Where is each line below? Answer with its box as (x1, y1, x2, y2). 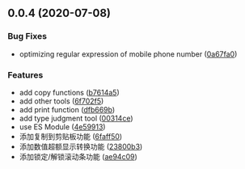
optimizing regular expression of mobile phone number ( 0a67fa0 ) (19, 49, 238, 59)
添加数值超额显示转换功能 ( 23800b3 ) (19, 142, 143, 151)
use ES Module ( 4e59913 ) (19, 121, 106, 132)
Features (7, 69, 44, 80)
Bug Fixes (7, 31, 48, 42)
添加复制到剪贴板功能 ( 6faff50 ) (19, 131, 123, 141)
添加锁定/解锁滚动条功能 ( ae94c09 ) (19, 151, 138, 161)
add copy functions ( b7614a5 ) (19, 87, 120, 97)
